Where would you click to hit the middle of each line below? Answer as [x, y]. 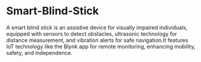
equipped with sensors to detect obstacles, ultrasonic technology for [92, 33]
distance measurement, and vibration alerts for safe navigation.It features [97, 40]
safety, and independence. [39, 52]
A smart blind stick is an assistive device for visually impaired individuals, [97, 27]
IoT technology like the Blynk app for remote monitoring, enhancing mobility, [101, 46]
